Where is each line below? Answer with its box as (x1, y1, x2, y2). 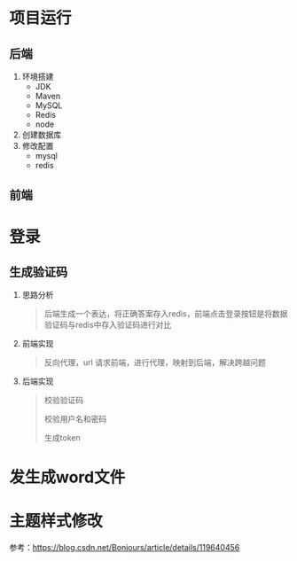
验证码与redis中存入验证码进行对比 (43, 320, 172, 331)
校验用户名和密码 (43, 414, 107, 425)
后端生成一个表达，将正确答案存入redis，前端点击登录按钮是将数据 (43, 308, 288, 319)
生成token (43, 432, 82, 443)
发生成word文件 (9, 467, 126, 487)
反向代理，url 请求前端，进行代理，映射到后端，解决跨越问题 (43, 357, 266, 368)
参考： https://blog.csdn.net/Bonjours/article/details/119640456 (9, 542, 240, 552)
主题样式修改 (9, 510, 104, 531)
